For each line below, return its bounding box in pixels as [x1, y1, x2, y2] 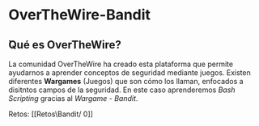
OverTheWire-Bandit [8, 6, 151, 24]
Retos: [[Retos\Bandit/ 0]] [8, 109, 93, 119]
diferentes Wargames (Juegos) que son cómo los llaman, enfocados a [8, 77, 244, 86]
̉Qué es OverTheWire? [8, 38, 121, 52]
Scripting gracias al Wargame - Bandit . [8, 94, 138, 103]
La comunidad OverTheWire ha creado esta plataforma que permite [8, 59, 233, 69]
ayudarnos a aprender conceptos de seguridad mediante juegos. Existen [8, 68, 251, 78]
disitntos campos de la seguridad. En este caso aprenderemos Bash [8, 85, 236, 94]
